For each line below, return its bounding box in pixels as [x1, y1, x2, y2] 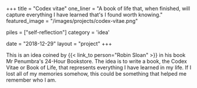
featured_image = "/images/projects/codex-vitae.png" [6, 18, 139, 24]
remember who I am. [6, 76, 57, 83]
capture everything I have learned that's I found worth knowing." [6, 11, 163, 18]
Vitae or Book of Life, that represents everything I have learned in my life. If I [6, 64, 192, 71]
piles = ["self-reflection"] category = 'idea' [6, 29, 110, 36]
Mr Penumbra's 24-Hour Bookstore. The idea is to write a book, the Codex [6, 58, 188, 65]
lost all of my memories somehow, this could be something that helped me [6, 70, 187, 77]
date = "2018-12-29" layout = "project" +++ [6, 40, 112, 47]
